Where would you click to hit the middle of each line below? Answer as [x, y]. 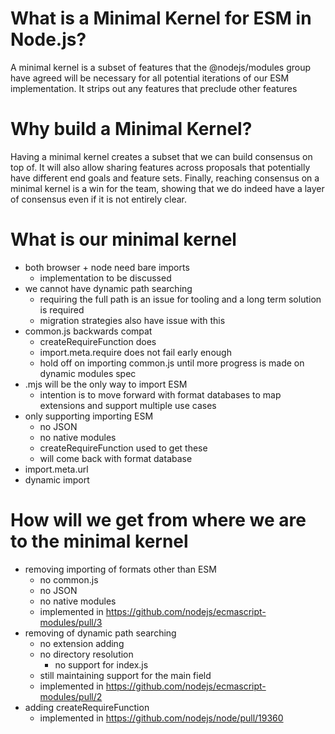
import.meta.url [56, 469]
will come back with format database [116, 458]
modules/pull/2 [71, 696]
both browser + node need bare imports [107, 267]
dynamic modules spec [88, 373]
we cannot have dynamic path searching [108, 288]
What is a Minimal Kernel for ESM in [161, 18]
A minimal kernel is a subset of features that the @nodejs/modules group [161, 67]
